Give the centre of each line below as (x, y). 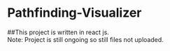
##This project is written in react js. (58, 32)
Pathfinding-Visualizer (75, 13)
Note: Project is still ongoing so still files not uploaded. (85, 39)
